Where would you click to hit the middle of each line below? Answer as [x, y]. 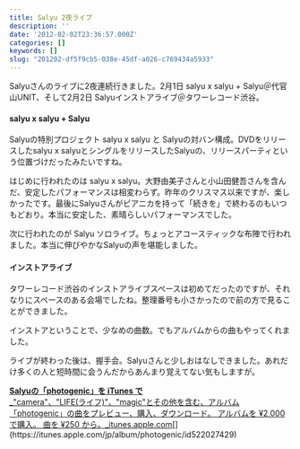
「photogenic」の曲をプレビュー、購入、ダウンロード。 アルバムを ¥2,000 [147, 413]
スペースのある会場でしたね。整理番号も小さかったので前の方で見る [158, 300]
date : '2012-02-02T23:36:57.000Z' [74, 34]
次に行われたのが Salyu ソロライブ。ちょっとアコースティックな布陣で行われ [150, 233]
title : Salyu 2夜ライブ [51, 18]
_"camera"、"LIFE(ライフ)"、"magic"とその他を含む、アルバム [124, 402]
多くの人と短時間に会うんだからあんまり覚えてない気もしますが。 [138, 372]
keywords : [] [34, 51]
